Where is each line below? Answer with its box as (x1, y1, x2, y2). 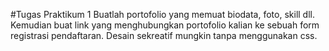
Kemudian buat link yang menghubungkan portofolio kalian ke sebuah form (10, 19, 320, 31)
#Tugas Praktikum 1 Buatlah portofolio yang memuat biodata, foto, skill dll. (10, 9, 315, 20)
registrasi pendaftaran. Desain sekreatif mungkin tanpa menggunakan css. (10, 30, 318, 41)
